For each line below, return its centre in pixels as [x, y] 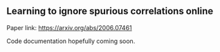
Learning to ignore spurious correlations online [110, 11]
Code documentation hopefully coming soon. [71, 41]
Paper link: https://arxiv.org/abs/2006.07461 [69, 27]
